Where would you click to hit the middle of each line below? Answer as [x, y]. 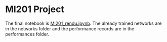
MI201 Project [35, 9]
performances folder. [27, 34]
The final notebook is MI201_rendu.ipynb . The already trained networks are [83, 23]
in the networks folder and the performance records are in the [70, 28]
